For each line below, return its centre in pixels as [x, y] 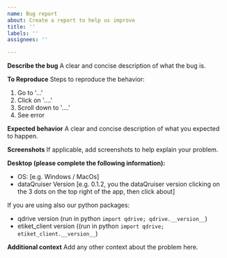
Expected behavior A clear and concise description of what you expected [113, 129]
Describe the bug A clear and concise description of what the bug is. [107, 66]
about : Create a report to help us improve [71, 20]
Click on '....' [35, 100]
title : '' [22, 27]
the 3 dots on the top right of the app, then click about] [96, 192]
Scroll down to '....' [44, 108]
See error [31, 115]
